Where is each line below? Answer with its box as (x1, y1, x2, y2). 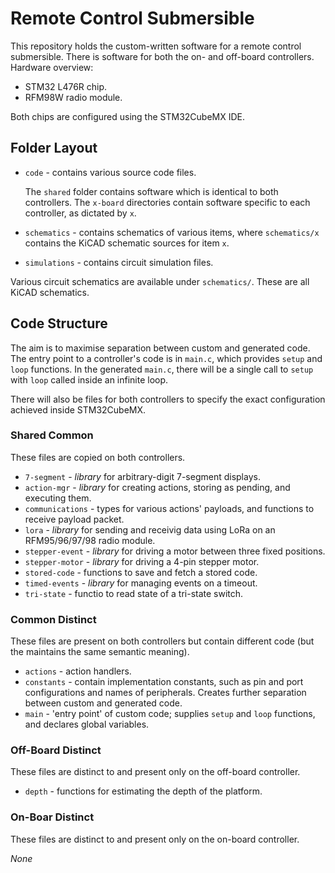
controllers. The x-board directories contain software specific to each (24, 196, 311, 208)
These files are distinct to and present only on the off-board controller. (10, 766, 301, 778)
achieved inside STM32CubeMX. (10, 403, 147, 416)
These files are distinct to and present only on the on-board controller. (10, 833, 300, 845)
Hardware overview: (10, 61, 94, 73)
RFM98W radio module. (24, 91, 123, 103)
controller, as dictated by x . (24, 207, 137, 219)
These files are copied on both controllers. (10, 451, 186, 463)
